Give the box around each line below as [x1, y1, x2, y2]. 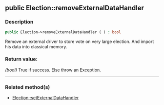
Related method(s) [5, 84, 50, 90]
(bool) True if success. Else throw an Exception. [5, 67, 101, 73]
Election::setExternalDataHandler [12, 95, 79, 101]
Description [5, 19, 34, 25]
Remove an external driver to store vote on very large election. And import [5, 39, 154, 44]
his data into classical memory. [5, 43, 67, 49]
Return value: [5, 56, 38, 63]
